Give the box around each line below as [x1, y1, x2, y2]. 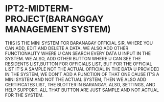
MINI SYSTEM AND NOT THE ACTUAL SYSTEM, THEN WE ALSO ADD [5, 76, 147, 82]
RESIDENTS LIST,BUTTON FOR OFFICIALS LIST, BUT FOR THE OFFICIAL [5, 61, 153, 67]
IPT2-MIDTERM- [5, 3, 73, 14]
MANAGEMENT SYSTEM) [5, 24, 111, 35]
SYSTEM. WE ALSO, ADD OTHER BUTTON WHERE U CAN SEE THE [5, 55, 141, 61]
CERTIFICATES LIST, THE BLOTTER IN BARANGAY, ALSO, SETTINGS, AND [5, 81, 156, 87]
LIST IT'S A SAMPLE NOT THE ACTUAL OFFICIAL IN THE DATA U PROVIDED [5, 66, 160, 72]
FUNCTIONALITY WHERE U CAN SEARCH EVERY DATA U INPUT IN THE [5, 50, 151, 56]
